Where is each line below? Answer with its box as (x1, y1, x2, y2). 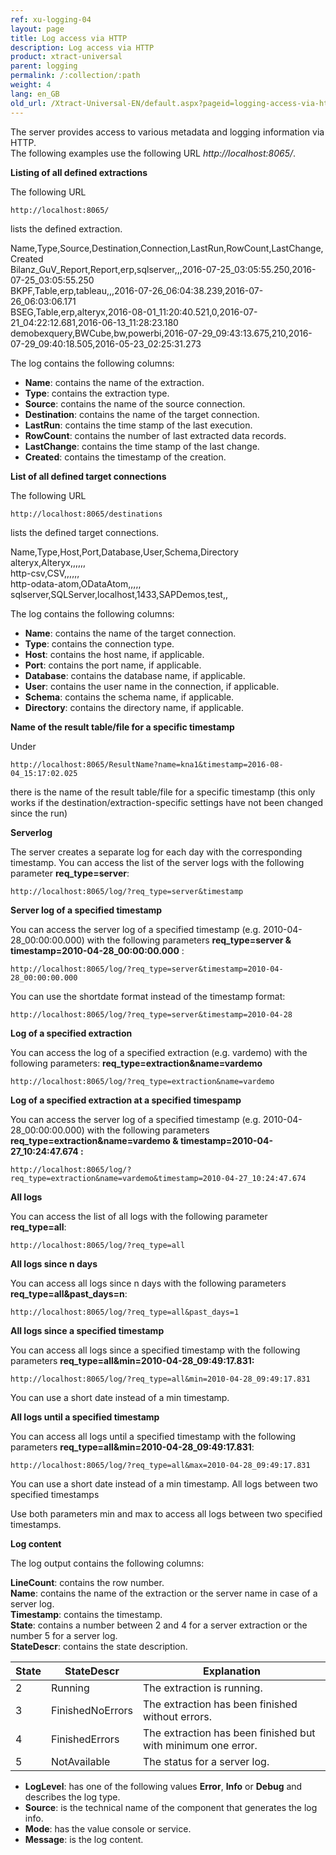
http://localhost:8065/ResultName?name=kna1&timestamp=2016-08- (10, 759, 284, 770)
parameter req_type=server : (10, 867, 130, 879)
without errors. (142, 1709, 212, 1723)
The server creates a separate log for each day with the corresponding (10, 846, 303, 858)
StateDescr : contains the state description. (10, 1640, 188, 1652)
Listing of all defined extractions (10, 166, 148, 178)
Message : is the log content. (24, 1833, 144, 1845)
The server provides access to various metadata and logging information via (10, 126, 325, 138)
